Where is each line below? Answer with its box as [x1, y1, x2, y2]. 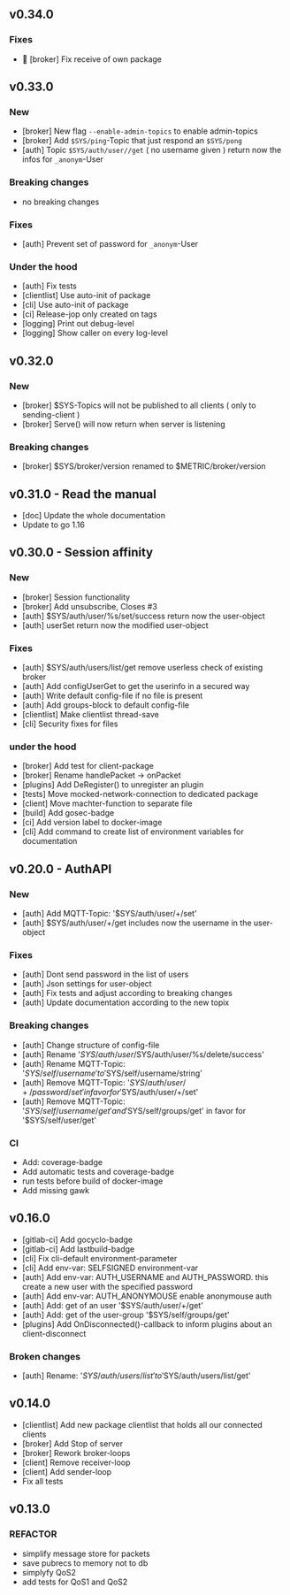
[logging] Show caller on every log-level [21, 327, 168, 339]
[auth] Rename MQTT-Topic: [21, 1058, 126, 1069]
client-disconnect [21, 1328, 87, 1338]
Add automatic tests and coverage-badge [21, 1166, 175, 1177]
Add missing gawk [21, 1185, 90, 1195]
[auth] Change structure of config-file [21, 1039, 160, 1050]
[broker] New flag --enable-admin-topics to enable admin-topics [21, 126, 258, 136]
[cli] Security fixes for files [21, 718, 118, 729]
